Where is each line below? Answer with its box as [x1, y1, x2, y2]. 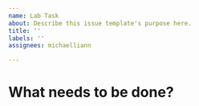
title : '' [8, 26, 42, 35]
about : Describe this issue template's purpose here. [8, 19, 193, 27]
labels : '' [8, 34, 45, 43]
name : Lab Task [8, 11, 59, 20]
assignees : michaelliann [8, 42, 91, 50]
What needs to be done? [8, 84, 174, 101]
